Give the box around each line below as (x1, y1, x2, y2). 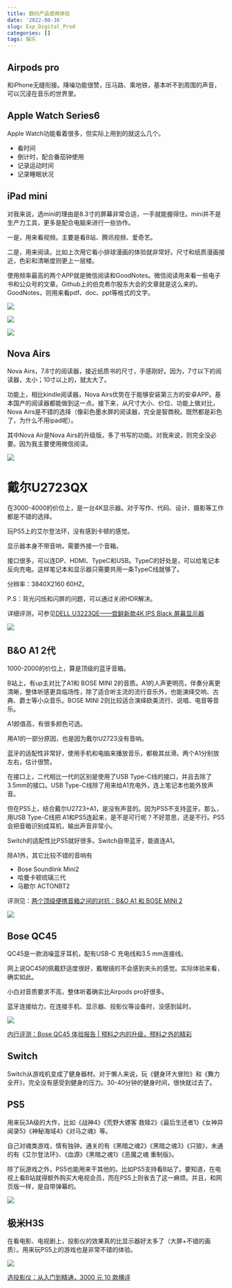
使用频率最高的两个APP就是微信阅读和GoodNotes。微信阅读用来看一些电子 (7, 271, 221, 279)
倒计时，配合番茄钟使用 (17, 152, 84, 161)
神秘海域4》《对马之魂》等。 (32, 1127, 112, 1135)
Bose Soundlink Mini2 (17, 865, 79, 873)
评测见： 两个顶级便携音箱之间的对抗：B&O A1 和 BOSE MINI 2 (7, 897, 183, 905)
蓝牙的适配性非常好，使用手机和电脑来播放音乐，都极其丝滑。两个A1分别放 (7, 749, 220, 758)
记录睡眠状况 (17, 170, 54, 178)
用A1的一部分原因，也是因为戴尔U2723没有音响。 (7, 735, 148, 743)
